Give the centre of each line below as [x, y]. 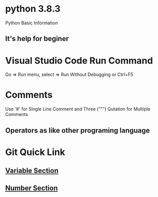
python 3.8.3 [33, 9]
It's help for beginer [37, 39]
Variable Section [32, 171]
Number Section [32, 188]
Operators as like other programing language [78, 130]
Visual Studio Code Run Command [79, 61]
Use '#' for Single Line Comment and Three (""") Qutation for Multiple [78, 109]
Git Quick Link [35, 152]
